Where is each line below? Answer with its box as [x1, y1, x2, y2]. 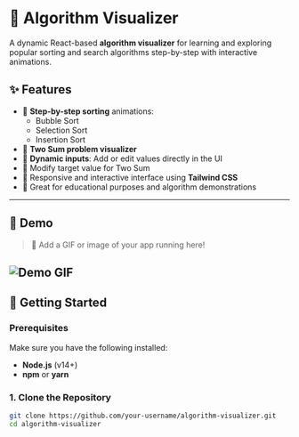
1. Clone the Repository [9, 391, 111, 403]
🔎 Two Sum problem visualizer [21, 143, 138, 154]
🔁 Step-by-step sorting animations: [21, 106, 154, 117]
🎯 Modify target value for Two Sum [21, 162, 150, 173]
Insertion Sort [35, 134, 86, 145]
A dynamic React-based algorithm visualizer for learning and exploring [9, 37, 272, 48]
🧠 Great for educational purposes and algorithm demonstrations [21, 182, 257, 192]
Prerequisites [9, 322, 69, 335]
